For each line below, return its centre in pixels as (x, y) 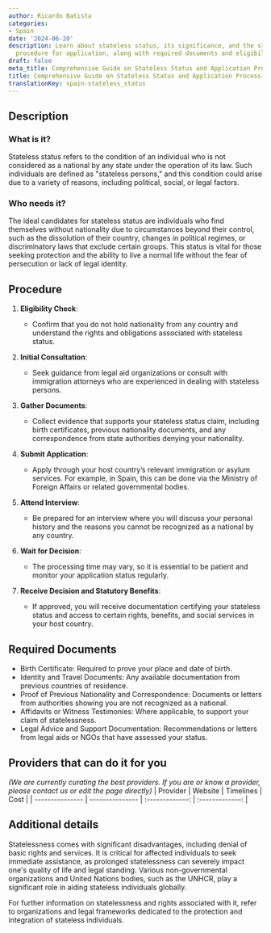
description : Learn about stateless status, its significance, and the (131, 46)
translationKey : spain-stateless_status (77, 83)
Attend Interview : (50, 502)
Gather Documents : (54, 406)
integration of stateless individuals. (67, 920)
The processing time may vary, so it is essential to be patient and (140, 567)
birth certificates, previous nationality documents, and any (129, 430)
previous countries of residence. (74, 686)
